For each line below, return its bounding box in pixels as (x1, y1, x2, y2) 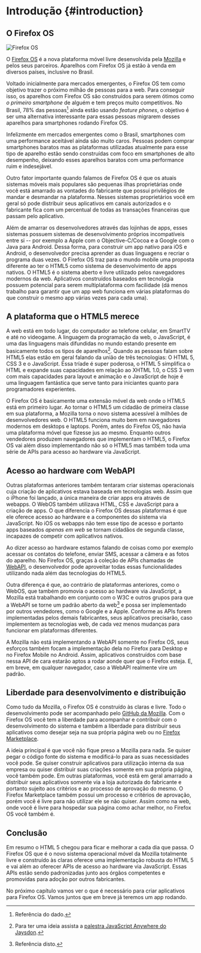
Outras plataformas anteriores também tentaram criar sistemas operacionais (6, 481, 194, 488)
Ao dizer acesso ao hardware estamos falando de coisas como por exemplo (6, 544, 193, 551)
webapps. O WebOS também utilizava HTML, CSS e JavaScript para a (6, 500, 179, 508)
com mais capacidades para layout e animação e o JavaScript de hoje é (6, 373, 184, 380)
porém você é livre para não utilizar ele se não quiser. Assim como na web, (6, 798, 191, 805)
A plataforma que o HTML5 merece (6, 312, 139, 322)
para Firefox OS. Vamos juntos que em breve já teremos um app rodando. (6, 894, 187, 901)
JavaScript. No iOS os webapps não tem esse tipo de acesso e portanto (6, 520, 184, 527)
